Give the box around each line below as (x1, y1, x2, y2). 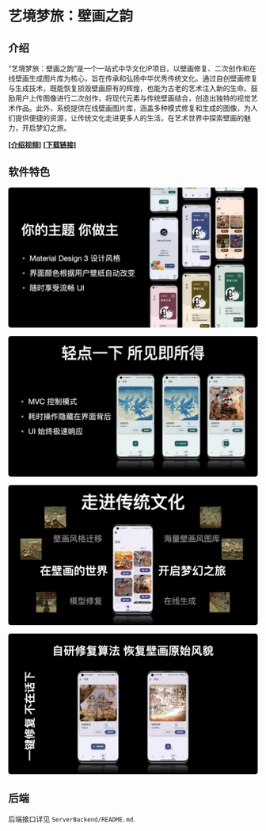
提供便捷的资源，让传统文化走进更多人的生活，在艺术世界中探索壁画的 (14, 113, 244, 123)
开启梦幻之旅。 (21, 124, 71, 132)
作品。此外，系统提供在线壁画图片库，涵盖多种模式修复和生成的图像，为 (14, 104, 251, 112)
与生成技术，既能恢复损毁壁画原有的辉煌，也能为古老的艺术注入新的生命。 (8, 84, 251, 93)
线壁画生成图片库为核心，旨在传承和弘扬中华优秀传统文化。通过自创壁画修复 (8, 74, 258, 83)
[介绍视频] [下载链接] (8, 140, 77, 149)
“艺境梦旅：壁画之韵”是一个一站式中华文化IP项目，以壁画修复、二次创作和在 (8, 64, 257, 73)
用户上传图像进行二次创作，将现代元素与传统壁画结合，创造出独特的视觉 (14, 93, 251, 103)
